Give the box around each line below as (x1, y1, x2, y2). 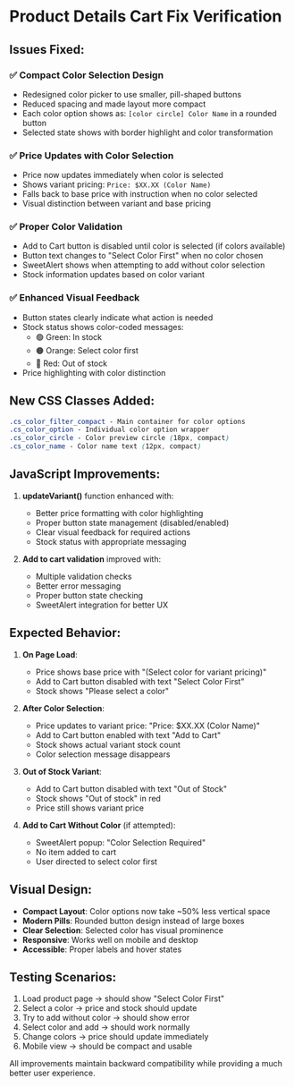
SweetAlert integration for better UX (35, 599, 168, 610)
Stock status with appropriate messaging (35, 536, 187, 547)
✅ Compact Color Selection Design (9, 69, 164, 81)
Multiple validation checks (35, 571, 132, 582)
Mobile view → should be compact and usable (21, 1040, 193, 1052)
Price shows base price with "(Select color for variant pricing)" (35, 667, 267, 677)
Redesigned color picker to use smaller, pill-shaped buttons (21, 89, 242, 99)
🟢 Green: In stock (35, 331, 103, 342)
